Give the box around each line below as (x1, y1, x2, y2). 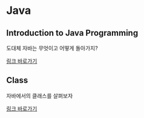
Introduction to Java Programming (6, 28, 139, 38)
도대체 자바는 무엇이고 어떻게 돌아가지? (6, 45, 98, 51)
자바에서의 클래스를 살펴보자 (6, 92, 73, 99)
